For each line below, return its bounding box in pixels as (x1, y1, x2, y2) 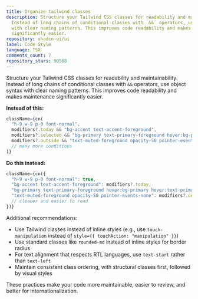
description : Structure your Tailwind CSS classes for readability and (6, 14, 186, 20)
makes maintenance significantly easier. (6, 93, 104, 100)
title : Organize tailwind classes (6, 8, 91, 15)
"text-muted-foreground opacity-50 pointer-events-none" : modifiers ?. (11, 193, 189, 199)
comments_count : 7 (6, 52, 51, 58)
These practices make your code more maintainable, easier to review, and (6, 281, 186, 288)
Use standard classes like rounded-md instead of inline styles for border (14, 238, 187, 245)
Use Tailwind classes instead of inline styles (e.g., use (14, 225, 146, 233)
